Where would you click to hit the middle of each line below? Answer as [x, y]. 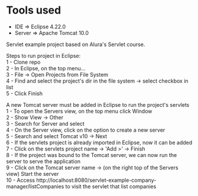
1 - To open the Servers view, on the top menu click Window [79, 111]
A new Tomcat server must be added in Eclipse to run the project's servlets [98, 104]
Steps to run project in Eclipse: [43, 55]
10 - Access [21, 180]
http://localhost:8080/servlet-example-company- [96, 180]
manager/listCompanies [35, 186]
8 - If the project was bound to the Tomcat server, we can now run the [92, 155]
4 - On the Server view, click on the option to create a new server [86, 130]
